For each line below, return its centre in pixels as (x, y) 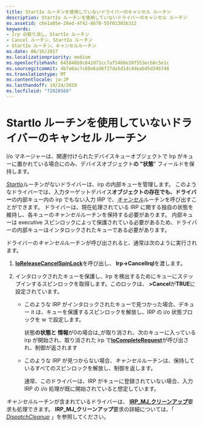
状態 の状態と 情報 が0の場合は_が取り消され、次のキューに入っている (110, 332)
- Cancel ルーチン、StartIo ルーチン (50, 40)
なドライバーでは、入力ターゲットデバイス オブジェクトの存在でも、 (91, 191)
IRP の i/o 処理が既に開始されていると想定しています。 (92, 388)
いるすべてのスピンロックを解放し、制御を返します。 (90, 368)
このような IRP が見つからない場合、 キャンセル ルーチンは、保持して (109, 360)
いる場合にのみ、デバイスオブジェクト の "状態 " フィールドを (114, 163)
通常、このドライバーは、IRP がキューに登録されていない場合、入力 (108, 381)
